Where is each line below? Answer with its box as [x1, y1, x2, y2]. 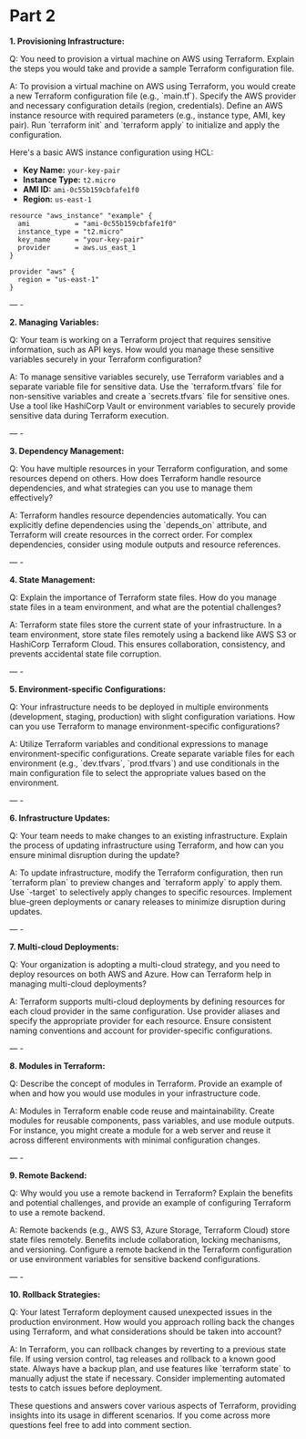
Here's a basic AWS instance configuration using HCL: [9, 147, 214, 158]
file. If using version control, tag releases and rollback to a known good [9, 1353, 276, 1364]
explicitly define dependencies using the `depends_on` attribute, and [9, 519, 267, 530]
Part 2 [9, 5, 56, 26]
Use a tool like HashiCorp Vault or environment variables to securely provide [9, 400, 296, 411]
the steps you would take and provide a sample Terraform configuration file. [9, 63, 295, 74]
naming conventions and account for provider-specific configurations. [9, 1025, 273, 1036]
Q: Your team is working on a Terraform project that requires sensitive [9, 334, 271, 345]
